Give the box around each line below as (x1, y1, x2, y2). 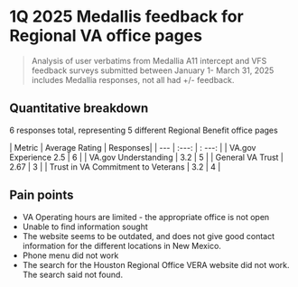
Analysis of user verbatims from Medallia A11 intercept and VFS (31, 55, 267, 66)
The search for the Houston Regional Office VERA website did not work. (22, 259, 291, 270)
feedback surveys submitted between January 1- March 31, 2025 (31, 65, 275, 76)
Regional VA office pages (9, 25, 203, 46)
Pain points (9, 188, 74, 203)
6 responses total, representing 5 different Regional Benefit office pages (9, 125, 278, 135)
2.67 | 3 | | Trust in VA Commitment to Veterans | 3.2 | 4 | (9, 161, 221, 172)
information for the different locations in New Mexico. (22, 240, 221, 251)
